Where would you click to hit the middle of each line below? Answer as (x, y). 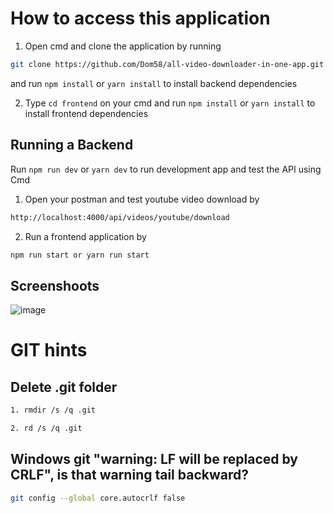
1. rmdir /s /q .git (53, 410)
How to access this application (140, 18)
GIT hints (49, 350)
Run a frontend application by (85, 236)
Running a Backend (72, 145)
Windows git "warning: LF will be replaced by (154, 459)
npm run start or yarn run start (80, 255)
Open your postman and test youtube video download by (142, 199)
